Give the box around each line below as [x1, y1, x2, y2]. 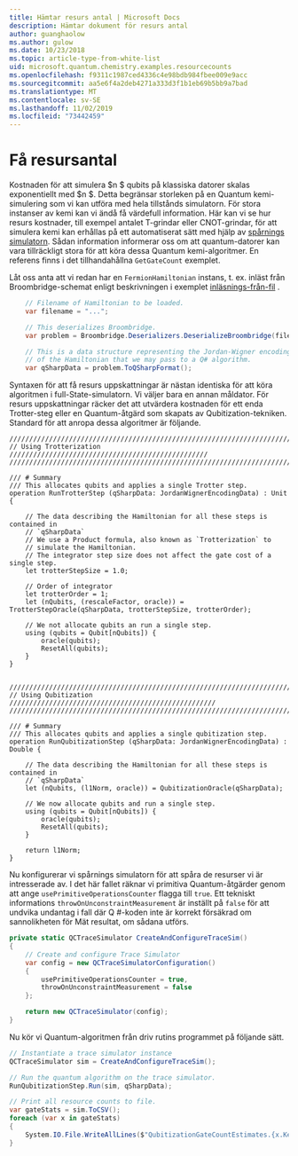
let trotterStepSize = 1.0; [25, 567, 129, 576]
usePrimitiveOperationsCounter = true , [41, 975, 189, 984]
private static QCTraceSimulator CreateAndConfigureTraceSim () [9, 933, 248, 943]
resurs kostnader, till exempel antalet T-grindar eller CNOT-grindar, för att [9, 217, 278, 228]
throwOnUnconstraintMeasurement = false [41, 983, 192, 992]
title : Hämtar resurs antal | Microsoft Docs [9, 12, 180, 22]
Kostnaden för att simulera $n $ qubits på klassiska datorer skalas [9, 179, 251, 191]
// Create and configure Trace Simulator [25, 950, 180, 959]
